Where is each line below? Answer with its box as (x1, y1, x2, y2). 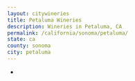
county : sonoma (7, 42, 51, 49)
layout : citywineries (7, 10, 70, 17)
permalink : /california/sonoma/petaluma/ (7, 29, 129, 37)
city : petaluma (7, 49, 51, 56)
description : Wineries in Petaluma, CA (7, 23, 123, 30)
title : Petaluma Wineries (7, 17, 82, 24)
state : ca (7, 36, 36, 43)
